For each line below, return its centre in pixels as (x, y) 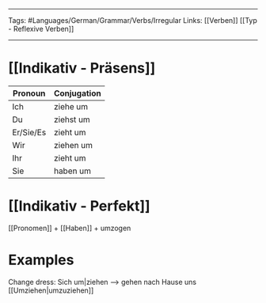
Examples (41, 260)
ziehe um (71, 106)
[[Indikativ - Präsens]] (82, 68)
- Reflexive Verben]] (41, 29)
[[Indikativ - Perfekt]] (79, 206)
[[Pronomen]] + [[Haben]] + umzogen (70, 228)
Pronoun (29, 93)
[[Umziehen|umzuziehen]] (51, 290)
